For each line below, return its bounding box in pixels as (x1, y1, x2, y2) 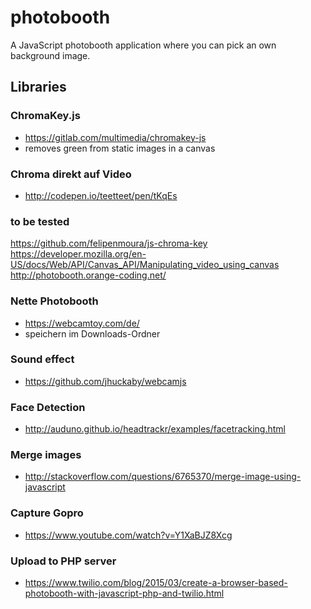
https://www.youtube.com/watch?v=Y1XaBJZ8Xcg (24, 529, 233, 541)
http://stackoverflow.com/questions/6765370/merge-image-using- (24, 471, 302, 483)
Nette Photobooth (10, 294, 99, 308)
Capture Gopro (10, 506, 84, 520)
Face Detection (10, 400, 86, 414)
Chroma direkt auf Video (10, 167, 132, 181)
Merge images (10, 448, 82, 462)
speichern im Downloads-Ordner (24, 327, 161, 340)
